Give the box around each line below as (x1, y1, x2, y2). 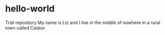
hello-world (5, 3, 55, 14)
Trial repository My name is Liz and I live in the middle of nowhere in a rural (5, 19, 160, 25)
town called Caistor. (5, 24, 46, 30)
